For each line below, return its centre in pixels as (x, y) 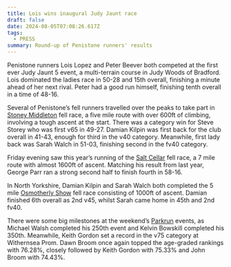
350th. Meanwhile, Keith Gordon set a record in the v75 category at (103, 235)
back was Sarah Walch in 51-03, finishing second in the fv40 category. (108, 144)
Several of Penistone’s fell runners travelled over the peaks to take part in (111, 108)
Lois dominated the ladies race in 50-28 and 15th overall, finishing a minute (114, 79)
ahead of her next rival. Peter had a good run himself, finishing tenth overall (114, 87)
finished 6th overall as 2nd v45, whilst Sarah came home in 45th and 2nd (111, 200)
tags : (15, 33)
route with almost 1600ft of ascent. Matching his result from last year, (106, 165)
